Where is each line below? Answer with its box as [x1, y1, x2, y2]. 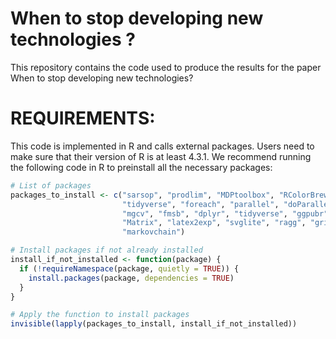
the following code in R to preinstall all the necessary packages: [10, 161, 273, 173]
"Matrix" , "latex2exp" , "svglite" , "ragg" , [121, 218, 307, 228]
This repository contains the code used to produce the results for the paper [10, 61, 322, 73]
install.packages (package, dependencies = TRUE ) [28, 273, 235, 283]
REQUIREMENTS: [10, 107, 156, 130]
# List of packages [10, 180, 92, 191]
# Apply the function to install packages [10, 310, 190, 320]
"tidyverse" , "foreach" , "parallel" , [121, 199, 280, 209]
